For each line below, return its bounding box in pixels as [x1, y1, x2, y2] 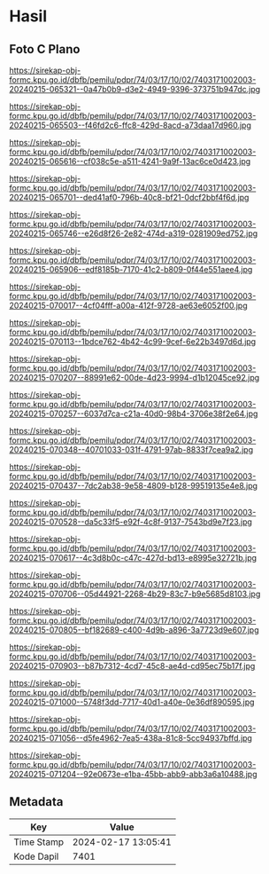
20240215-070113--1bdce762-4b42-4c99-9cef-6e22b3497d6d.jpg [9, 336, 257, 347]
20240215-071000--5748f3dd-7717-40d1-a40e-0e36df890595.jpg [9, 697, 255, 707]
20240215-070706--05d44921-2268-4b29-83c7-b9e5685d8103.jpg [9, 588, 261, 599]
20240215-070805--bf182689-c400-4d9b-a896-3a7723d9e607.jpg [9, 625, 259, 635]
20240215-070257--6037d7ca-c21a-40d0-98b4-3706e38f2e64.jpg [9, 408, 258, 419]
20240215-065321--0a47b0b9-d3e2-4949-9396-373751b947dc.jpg [9, 84, 261, 94]
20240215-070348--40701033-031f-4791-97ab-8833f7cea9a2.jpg [9, 445, 254, 454]
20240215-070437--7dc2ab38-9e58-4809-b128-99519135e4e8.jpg [9, 481, 258, 491]
